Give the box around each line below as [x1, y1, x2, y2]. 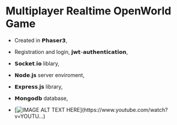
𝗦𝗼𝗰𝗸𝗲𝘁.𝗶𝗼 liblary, [14, 60, 60, 67]
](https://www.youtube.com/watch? [80, 106, 169, 113]
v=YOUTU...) [14, 112, 46, 120]
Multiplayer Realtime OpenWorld [5, 4, 172, 18]
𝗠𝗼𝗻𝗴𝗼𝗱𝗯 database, [14, 94, 68, 102]
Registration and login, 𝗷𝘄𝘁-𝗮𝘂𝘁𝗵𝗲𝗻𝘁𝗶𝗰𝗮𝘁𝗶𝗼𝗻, [14, 48, 128, 55]
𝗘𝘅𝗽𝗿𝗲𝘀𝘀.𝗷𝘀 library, [14, 83, 63, 90]
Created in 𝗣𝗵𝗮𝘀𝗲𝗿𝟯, [14, 36, 68, 44]
